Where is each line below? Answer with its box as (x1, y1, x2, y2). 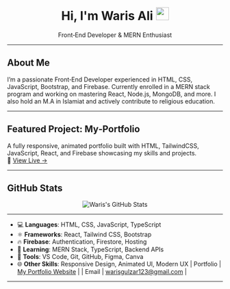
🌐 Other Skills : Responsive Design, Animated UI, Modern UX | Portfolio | (16, 260, 221, 268)
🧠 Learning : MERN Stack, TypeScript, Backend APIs (16, 245, 164, 253)
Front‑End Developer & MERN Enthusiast (57, 31, 172, 39)
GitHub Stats (7, 182, 63, 194)
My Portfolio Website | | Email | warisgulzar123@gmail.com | (16, 268, 187, 276)
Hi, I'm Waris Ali (61, 8, 153, 24)
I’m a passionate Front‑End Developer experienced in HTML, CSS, (7, 75, 193, 84)
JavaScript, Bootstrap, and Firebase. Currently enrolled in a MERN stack (7, 82, 211, 90)
